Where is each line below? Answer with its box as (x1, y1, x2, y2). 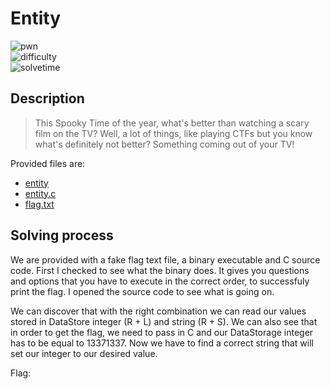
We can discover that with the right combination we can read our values (10, 305, 307, 317)
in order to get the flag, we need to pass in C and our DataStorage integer (10, 326, 314, 338)
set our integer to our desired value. (10, 347, 158, 359)
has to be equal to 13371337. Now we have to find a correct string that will (10, 337, 314, 349)
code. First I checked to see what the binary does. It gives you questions (10, 264, 310, 276)
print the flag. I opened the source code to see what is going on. (10, 285, 275, 297)
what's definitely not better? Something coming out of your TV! (34, 138, 295, 150)
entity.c (24, 187, 57, 199)
